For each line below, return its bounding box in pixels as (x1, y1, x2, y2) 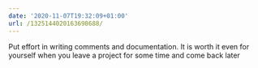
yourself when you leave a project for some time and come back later (8, 50, 241, 60)
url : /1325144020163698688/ (8, 19, 104, 28)
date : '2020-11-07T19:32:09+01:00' (8, 11, 129, 20)
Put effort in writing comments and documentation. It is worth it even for (8, 41, 250, 51)
